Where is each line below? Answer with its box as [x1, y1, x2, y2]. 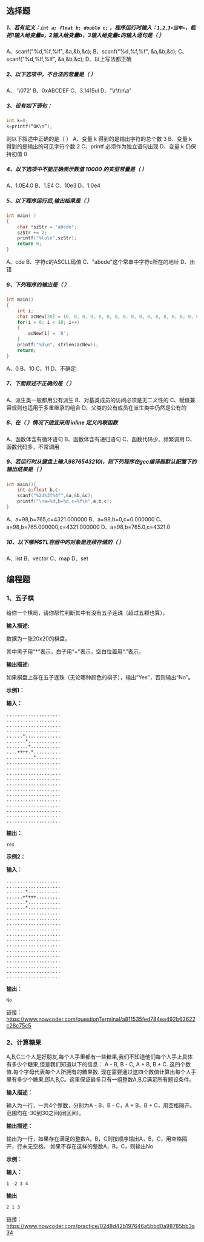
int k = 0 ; [6, 118, 28, 124]
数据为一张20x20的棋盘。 [6, 634, 71, 642]
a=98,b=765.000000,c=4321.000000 [6, 523, 100, 530]
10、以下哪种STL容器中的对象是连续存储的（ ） [6, 538, 125, 546]
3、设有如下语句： [6, 102, 53, 109]
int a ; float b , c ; [17, 487, 61, 493]
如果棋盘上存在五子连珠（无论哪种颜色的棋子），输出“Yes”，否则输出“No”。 [6, 673, 194, 681]
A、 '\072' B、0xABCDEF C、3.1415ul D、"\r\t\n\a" [6, 87, 132, 94]
